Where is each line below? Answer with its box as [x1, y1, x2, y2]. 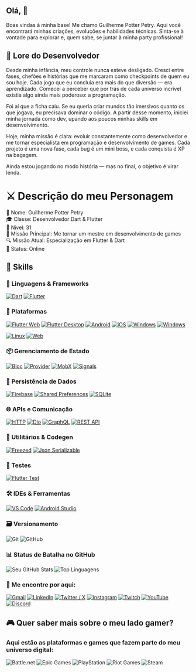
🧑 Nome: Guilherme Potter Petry [6, 209, 84, 216]
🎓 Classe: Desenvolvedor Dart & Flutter [6, 215, 103, 223]
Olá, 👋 [6, 6, 28, 16]
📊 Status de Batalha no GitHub [6, 550, 95, 558]
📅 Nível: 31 [6, 224, 32, 231]
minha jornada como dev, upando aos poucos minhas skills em [6, 115, 158, 122]
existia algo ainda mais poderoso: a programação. [6, 91, 126, 98]
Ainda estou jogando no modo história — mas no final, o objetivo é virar [6, 162, 179, 170]
